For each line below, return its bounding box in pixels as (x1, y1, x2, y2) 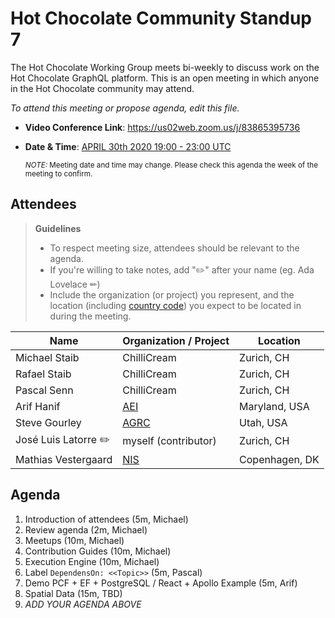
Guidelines (34, 222, 82, 234)
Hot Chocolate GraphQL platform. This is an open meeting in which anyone (10, 72, 320, 84)
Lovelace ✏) (49, 278, 101, 290)
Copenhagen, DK (239, 452, 320, 466)
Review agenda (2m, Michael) (24, 523, 148, 536)
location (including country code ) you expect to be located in (49, 299, 302, 311)
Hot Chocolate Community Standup (10, 7, 313, 30)
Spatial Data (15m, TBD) (24, 587, 123, 599)
